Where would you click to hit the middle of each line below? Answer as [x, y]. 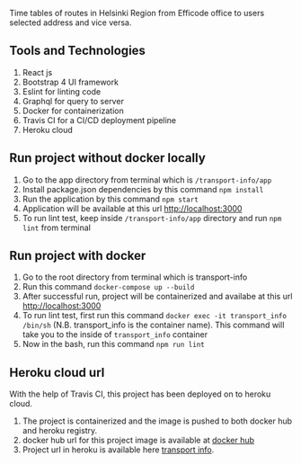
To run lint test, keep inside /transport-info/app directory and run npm [152, 218]
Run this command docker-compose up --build [108, 287]
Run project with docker [78, 256]
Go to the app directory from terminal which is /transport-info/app [147, 180]
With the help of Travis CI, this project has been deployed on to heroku [140, 394]
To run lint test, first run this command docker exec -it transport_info [155, 316]
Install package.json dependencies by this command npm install [143, 189]
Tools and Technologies [78, 51]
